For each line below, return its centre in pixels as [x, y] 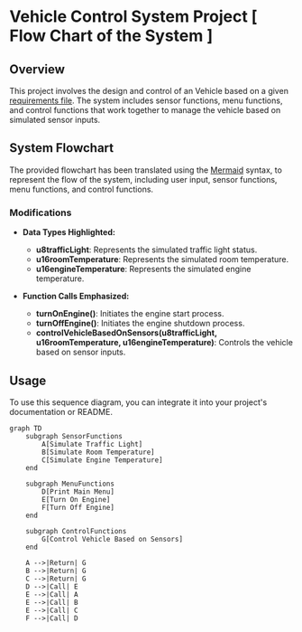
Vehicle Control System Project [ [133, 17]
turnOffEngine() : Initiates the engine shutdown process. [140, 324]
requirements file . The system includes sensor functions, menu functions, [146, 100]
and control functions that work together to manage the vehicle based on [145, 110]
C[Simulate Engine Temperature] [103, 460]
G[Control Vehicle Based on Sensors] [112, 539]
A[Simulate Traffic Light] [92, 444]
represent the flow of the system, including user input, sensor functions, [143, 179]
